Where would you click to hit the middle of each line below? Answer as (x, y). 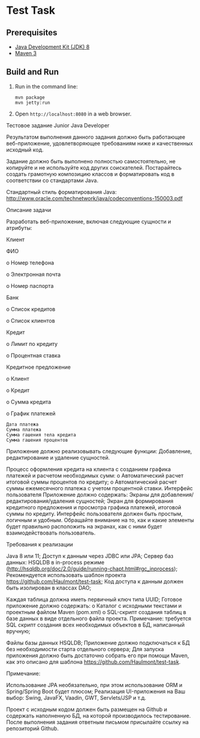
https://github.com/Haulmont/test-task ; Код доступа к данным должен (95, 581)
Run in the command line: (46, 86)
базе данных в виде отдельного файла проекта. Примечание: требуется (99, 618)
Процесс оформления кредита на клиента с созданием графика (89, 469)
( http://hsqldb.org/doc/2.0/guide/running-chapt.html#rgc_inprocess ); (92, 569)
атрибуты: (19, 227)
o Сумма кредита (29, 402)
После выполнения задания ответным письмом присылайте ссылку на (98, 722)
